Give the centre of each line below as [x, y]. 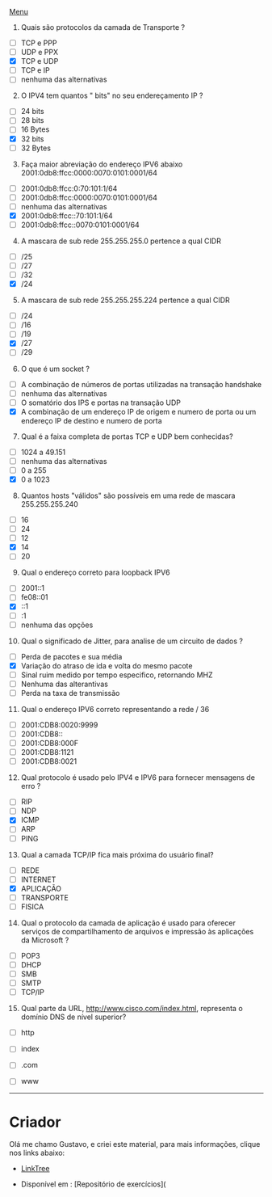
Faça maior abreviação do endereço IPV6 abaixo [102, 164]
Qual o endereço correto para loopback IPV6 [95, 572]
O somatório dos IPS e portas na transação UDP [100, 403]
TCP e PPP [39, 43]
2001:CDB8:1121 [47, 752]
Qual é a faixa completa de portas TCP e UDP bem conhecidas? [127, 436]
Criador [35, 1122]
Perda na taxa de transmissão [70, 693]
